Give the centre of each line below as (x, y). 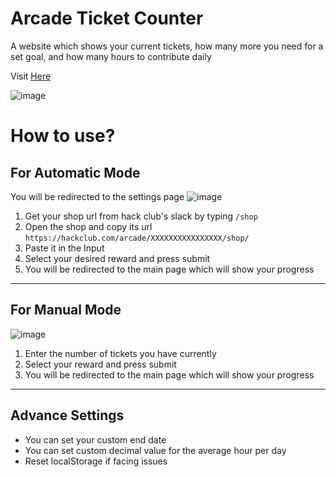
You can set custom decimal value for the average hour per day (155, 450)
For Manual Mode (66, 310)
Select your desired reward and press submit (117, 258)
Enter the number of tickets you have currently (120, 353)
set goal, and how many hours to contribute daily (111, 56)
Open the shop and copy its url (88, 226)
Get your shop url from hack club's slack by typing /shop (141, 216)
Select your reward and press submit (100, 364)
